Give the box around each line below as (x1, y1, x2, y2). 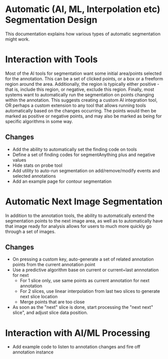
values (12, 157, 27, 163)
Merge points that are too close (20, 299, 85, 305)
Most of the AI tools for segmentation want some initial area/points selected (5, 70, 162, 76)
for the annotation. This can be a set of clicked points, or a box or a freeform (5, 75, 163, 81)
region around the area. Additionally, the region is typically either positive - (5, 81, 159, 87)
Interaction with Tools (5, 54, 98, 65)
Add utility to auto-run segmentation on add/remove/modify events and (12, 167, 160, 174)
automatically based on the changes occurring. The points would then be (5, 107, 156, 113)
